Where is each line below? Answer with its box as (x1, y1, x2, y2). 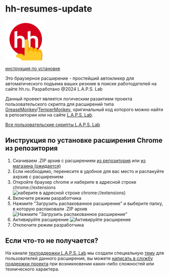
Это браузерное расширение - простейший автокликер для (5, 75, 135, 81)
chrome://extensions (12, 184, 56, 190)
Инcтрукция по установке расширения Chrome (5, 136, 163, 145)
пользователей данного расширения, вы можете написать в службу (5, 255, 153, 261)
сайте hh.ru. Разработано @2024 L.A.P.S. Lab (5, 86, 103, 92)
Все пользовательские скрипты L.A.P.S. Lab (5, 122, 100, 128)
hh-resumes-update (5, 3, 92, 15)
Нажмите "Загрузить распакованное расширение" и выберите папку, (12, 200, 163, 206)
